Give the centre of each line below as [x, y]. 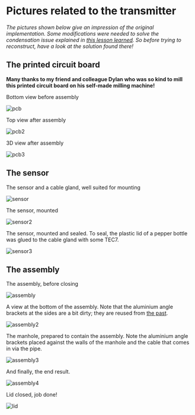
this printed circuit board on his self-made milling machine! [81, 85]
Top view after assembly [36, 120]
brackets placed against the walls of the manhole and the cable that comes [98, 343]
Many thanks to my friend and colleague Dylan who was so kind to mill [94, 79]
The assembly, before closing [42, 284]
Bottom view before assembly [42, 97]
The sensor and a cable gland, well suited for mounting [73, 187]
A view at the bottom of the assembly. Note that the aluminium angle [90, 307]
